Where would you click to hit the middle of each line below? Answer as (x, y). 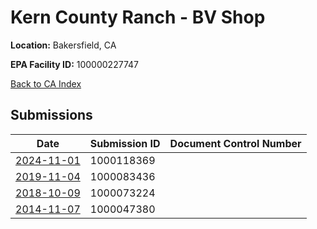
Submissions (51, 115)
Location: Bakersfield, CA (63, 45)
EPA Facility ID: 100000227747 (74, 64)
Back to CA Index (46, 83)
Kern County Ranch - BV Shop (138, 17)
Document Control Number (235, 143)
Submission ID (125, 143)
